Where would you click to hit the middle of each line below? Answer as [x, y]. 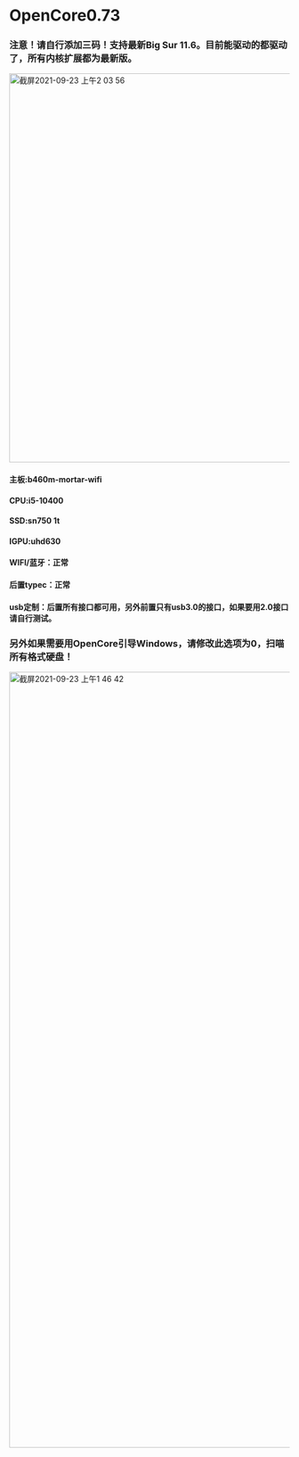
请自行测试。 [32, 618]
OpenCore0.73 [65, 16]
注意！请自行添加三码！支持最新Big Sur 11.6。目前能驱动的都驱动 [148, 45]
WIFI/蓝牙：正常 [39, 563]
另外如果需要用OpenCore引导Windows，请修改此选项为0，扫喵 [147, 643]
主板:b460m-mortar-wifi [56, 480]
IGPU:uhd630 [35, 541]
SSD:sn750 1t [35, 521]
